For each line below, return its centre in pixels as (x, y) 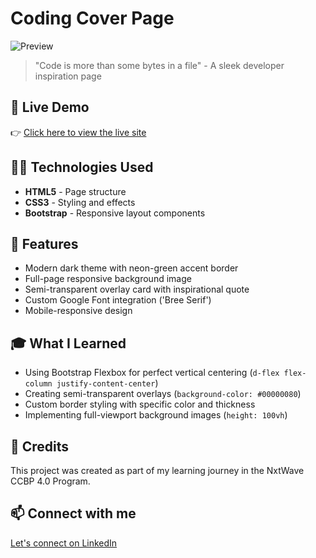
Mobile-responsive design (78, 311)
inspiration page (68, 76)
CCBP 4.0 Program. (50, 481)
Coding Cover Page (92, 18)
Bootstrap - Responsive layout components (115, 213)
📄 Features (44, 243)
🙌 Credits (40, 446)
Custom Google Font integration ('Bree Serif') (118, 300)
